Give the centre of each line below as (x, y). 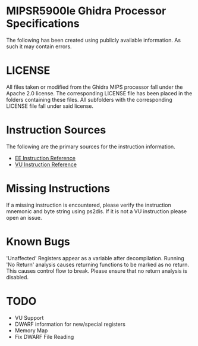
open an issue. (24, 217)
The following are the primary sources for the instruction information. (91, 146)
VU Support (29, 317)
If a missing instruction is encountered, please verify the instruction (89, 205)
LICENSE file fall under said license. (50, 106)
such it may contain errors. (39, 46)
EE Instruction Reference (45, 158)
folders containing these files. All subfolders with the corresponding (89, 99)
